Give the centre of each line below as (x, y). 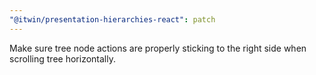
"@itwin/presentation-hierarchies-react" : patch (112, 19)
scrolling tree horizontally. (62, 58)
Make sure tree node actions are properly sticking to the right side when (158, 48)
